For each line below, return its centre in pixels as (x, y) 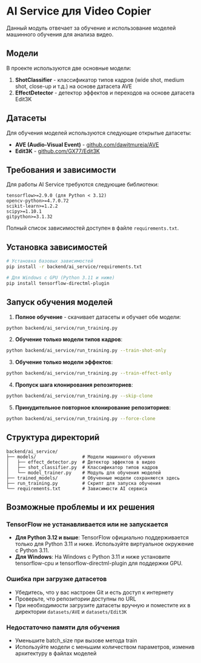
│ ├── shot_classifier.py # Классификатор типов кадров (82, 467)
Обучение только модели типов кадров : (69, 339)
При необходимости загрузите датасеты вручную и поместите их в (103, 605)
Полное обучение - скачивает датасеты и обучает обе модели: (98, 317)
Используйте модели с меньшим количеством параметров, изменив (105, 647)
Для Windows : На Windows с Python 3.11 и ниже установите (93, 557)
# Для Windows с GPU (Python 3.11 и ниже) (61, 278)
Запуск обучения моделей (60, 302)
